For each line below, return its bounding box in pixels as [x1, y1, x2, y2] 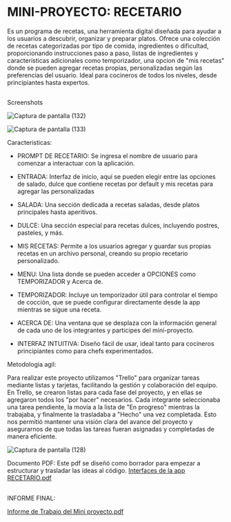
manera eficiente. [7, 432, 57, 441]
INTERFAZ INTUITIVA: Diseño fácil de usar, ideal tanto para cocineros [17, 340, 215, 348]
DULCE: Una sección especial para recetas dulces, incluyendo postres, [17, 222, 219, 230]
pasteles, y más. [17, 229, 64, 237]
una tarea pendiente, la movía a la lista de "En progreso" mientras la [7, 403, 200, 412]
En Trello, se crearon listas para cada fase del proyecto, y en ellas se [7, 388, 203, 397]
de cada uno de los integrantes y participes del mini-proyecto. [17, 326, 194, 335]
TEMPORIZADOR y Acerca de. [17, 278, 103, 286]
